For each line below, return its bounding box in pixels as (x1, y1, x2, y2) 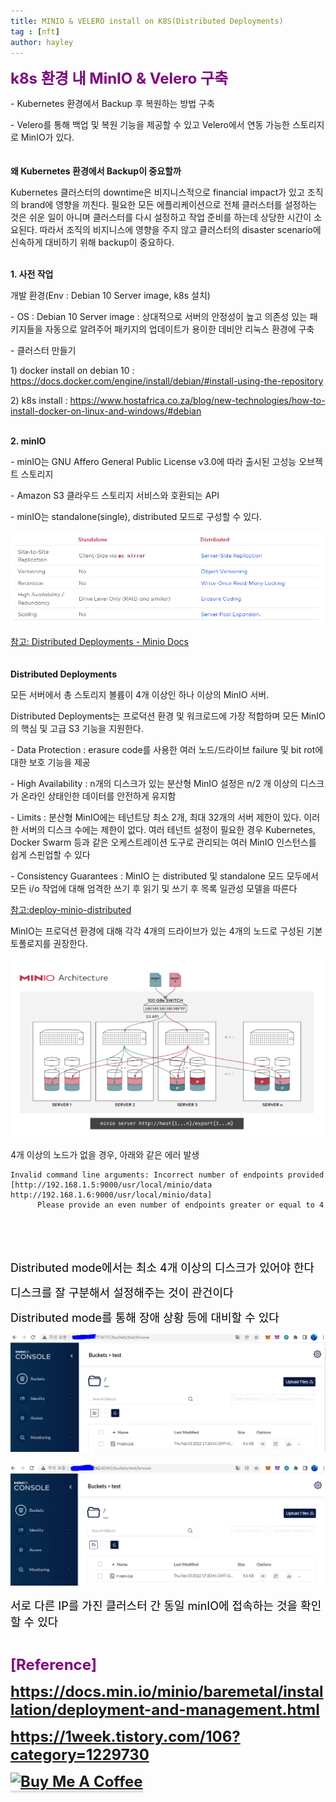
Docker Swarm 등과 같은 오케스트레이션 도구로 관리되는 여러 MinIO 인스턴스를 (10, 836, 317, 848)
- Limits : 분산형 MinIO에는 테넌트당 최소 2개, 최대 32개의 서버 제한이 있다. (10, 811, 302, 823)
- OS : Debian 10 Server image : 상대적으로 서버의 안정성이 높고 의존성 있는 (10, 311, 308, 323)
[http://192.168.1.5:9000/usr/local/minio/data (10, 1180, 213, 1190)
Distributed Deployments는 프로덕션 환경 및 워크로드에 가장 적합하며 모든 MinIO (10, 710, 326, 722)
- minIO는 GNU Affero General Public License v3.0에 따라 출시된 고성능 (10, 456, 297, 468)
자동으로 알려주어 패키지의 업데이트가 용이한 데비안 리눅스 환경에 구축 (44, 323, 315, 335)
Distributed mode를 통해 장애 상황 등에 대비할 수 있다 (10, 1310, 280, 1325)
